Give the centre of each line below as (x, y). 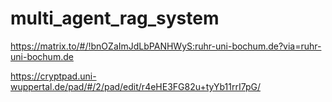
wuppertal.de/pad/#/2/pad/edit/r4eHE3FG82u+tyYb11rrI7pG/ (135, 86)
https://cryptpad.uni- (53, 76)
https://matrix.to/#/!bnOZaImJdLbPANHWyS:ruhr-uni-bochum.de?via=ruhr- (166, 46)
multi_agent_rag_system (115, 18)
